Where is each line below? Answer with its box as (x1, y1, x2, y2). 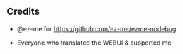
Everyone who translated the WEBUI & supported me (16, 38, 172, 47)
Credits (6, 6, 40, 18)
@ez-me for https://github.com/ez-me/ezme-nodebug (16, 24, 177, 33)
